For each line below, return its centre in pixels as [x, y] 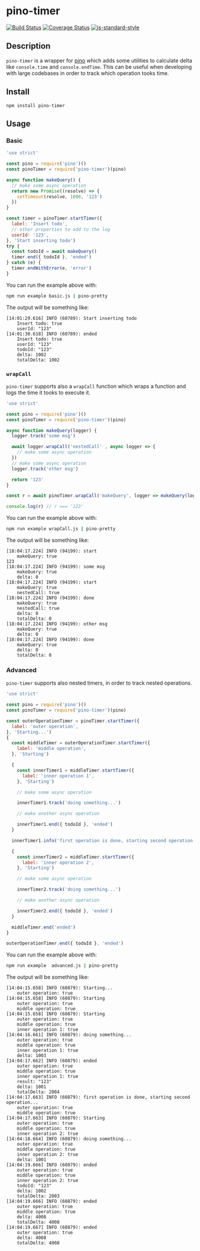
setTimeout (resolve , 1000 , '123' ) [60, 197]
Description [28, 46]
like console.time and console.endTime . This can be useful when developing [99, 67]
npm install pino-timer [36, 105]
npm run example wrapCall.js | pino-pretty [61, 529]
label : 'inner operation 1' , [58, 776]
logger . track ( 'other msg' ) [45, 469]
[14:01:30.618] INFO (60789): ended [51, 334]
